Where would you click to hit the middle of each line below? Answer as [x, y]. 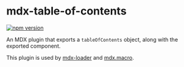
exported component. [34, 46]
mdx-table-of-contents [66, 11]
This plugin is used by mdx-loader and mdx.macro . [70, 57]
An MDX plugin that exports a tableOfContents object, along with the [92, 39]
